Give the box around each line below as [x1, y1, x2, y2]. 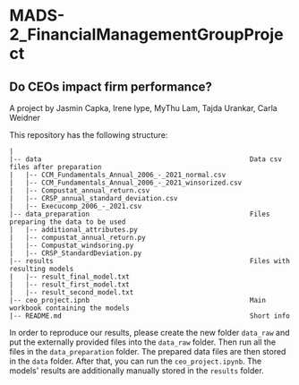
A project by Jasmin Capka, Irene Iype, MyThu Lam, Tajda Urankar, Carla [9, 103, 278, 113]
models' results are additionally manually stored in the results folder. [9, 365, 264, 376]
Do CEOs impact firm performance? [9, 79, 213, 94]
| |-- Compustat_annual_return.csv [9, 186, 150, 195]
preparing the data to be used [9, 218, 126, 227]
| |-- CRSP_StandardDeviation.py [9, 249, 142, 258]
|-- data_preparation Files [9, 210, 270, 218]
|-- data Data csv [9, 155, 282, 164]
